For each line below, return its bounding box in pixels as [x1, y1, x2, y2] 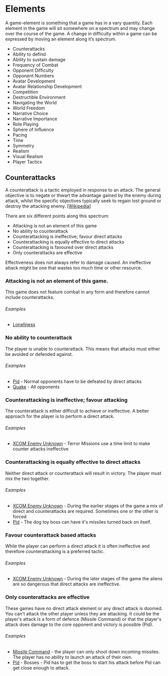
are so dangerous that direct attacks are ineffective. [12, 581, 121, 587]
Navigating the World [12, 99, 57, 105]
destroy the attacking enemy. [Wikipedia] [5, 203, 91, 209]
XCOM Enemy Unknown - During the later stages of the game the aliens [12, 576, 163, 582]
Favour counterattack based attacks [5, 531, 96, 538]
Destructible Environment [12, 94, 66, 100]
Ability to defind [12, 51, 46, 57]
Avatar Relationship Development [12, 83, 82, 89]
